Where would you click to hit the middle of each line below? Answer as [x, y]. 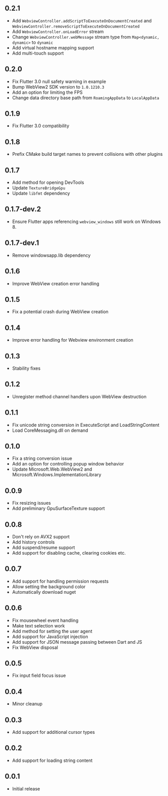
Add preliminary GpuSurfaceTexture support [58, 508]
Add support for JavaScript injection [50, 637]
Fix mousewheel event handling [45, 620]
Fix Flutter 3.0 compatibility [41, 126]
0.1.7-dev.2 [23, 209]
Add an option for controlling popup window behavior [68, 464]
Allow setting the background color [49, 586]
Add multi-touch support [38, 53]
